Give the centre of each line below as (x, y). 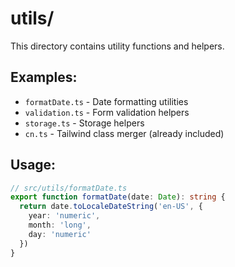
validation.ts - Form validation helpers (107, 112)
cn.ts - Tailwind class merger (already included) (124, 133)
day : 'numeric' (60, 234)
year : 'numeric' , (64, 216)
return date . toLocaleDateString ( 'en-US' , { (111, 207)
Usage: (33, 165)
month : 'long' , (60, 225)
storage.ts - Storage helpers (84, 123)
